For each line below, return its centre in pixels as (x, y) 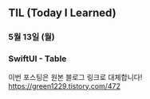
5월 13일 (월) (32, 37)
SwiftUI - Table (37, 59)
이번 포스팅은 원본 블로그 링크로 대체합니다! (75, 77)
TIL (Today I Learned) (63, 13)
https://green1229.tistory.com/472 (65, 86)
